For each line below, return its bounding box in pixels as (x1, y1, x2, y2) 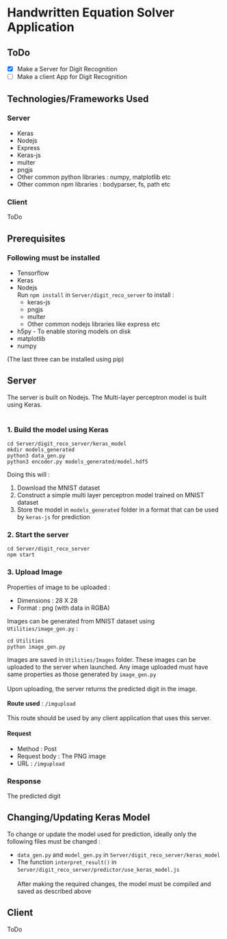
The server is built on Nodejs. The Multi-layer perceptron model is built (7, 393, 207, 401)
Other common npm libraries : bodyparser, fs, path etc (16, 180, 171, 188)
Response (7, 776, 41, 786)
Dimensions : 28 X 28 (16, 596, 78, 604)
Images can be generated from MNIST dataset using (7, 617, 155, 625)
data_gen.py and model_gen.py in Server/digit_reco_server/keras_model (16, 851, 221, 859)
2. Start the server (7, 530, 69, 539)
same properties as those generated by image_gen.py (7, 670, 157, 678)
